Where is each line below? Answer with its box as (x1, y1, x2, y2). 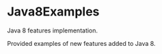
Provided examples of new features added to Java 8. (7, 39, 156, 47)
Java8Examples (7, 4, 100, 20)
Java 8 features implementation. (7, 26, 98, 34)
